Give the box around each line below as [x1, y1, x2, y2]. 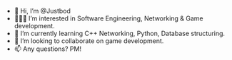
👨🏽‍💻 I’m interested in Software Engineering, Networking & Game [14, 14, 203, 23]
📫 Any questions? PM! [14, 44, 82, 53]
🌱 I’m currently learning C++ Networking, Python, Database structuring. [14, 29, 226, 37]
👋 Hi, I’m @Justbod [14, 7, 71, 15]
